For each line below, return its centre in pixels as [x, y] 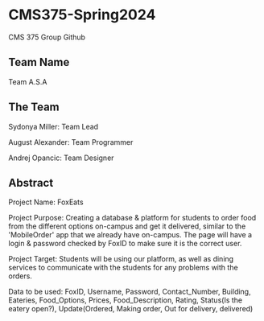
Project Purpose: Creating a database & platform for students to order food [132, 218]
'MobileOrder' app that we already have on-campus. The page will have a [130, 235]
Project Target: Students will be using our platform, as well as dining [121, 259]
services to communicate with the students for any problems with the [124, 268]
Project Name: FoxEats [46, 202]
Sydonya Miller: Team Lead [54, 126]
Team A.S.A [28, 81]
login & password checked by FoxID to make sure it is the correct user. [125, 244]
